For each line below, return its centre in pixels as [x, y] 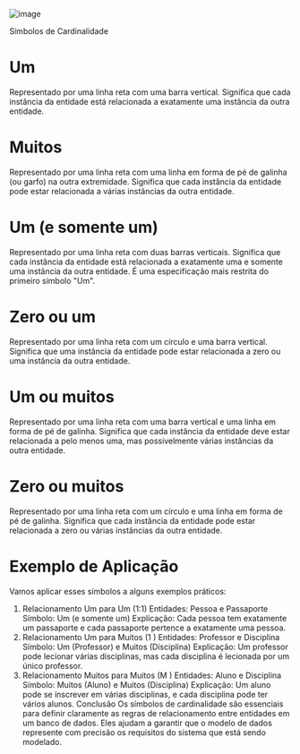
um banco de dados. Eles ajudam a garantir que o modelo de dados [147, 723]
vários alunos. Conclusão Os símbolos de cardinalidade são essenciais [153, 704]
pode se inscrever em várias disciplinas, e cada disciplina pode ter [145, 694]
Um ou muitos [62, 396]
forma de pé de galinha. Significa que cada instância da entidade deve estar [150, 431]
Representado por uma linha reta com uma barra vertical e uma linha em [142, 422]
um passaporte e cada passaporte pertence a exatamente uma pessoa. [154, 628]
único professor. [52, 665]
